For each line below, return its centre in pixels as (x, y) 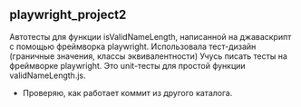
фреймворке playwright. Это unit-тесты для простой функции (128, 65)
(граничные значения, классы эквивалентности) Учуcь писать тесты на (149, 56)
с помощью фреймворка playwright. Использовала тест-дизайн (133, 46)
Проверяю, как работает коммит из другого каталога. (127, 92)
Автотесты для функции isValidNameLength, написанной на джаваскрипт (150, 36)
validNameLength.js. (48, 75)
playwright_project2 (68, 15)
